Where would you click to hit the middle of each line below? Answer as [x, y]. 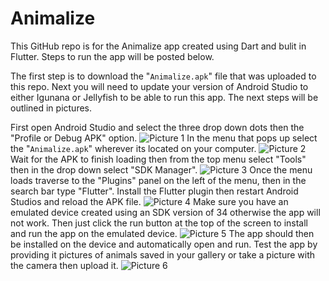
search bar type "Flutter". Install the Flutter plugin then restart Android [154, 191]
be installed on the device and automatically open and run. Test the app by [164, 244]
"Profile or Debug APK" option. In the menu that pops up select [164, 138]
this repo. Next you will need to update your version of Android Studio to [159, 86]
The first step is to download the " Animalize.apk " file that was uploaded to [163, 76]
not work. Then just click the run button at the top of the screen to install [159, 223]
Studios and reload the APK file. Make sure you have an [149, 201]
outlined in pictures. [51, 108]
